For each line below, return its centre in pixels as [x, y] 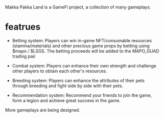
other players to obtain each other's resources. [59, 71]
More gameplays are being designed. [43, 110]
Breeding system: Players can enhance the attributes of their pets [78, 80]
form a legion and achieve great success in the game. [66, 100]
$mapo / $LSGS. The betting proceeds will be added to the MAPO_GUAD [86, 51]
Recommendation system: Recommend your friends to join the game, [82, 95]
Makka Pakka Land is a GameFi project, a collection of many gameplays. [78, 7]
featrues [23, 27]
